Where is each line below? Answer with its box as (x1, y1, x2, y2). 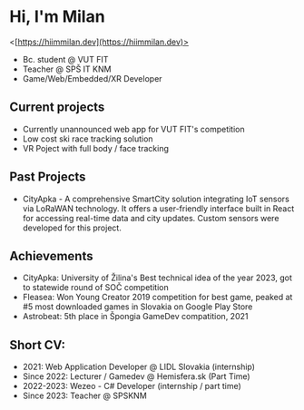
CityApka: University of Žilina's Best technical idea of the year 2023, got (22, 272, 292, 283)
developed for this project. (22, 222, 123, 233)
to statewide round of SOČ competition (22, 282, 170, 293)
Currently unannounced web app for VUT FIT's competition (22, 123, 245, 134)
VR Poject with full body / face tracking (22, 142, 170, 153)
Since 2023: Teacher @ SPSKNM (22, 390, 147, 401)
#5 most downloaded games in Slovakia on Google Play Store (22, 301, 253, 312)
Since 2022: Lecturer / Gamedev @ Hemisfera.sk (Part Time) (22, 371, 251, 382)
